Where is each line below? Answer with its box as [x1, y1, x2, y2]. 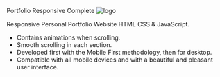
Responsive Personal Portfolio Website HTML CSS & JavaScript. [6, 20, 190, 28]
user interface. [16, 63, 59, 71]
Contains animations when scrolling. [16, 33, 121, 42]
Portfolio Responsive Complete [6, 7, 95, 15]
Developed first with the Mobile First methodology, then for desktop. [16, 49, 212, 56]
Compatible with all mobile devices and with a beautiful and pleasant [16, 55, 213, 64]
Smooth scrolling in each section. [16, 41, 112, 49]
